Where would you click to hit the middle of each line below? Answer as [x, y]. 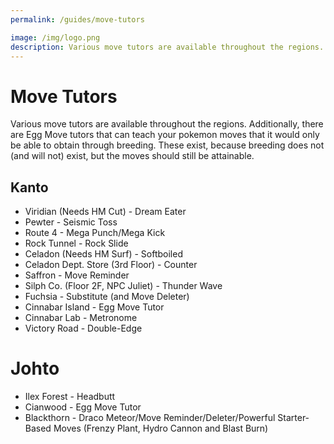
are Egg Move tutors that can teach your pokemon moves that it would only [165, 135]
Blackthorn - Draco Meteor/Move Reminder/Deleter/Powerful [150, 418]
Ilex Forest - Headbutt [70, 397]
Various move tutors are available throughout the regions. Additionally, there [167, 124]
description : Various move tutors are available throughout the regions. [167, 47]
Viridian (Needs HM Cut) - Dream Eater [105, 212]
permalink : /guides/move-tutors [77, 19]
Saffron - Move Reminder [77, 275]
